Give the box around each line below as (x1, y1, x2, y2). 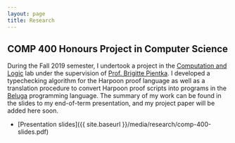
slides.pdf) (17, 128, 49, 136)
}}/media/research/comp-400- (122, 120, 212, 129)
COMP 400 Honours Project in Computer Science (7, 43, 229, 55)
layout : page (7, 10, 46, 18)
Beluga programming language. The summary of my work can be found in (7, 92, 222, 100)
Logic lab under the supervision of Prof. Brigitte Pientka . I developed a (7, 69, 210, 77)
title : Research (7, 17, 55, 24)
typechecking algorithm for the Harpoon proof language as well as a (7, 77, 205, 85)
